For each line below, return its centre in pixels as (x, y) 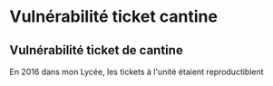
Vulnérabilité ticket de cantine (96, 50)
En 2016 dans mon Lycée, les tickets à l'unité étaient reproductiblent (137, 72)
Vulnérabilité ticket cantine (113, 17)
